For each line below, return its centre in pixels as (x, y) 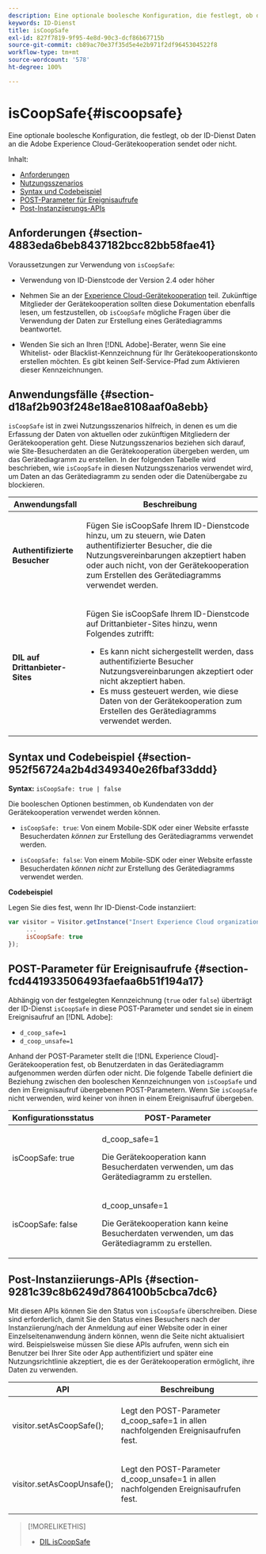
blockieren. (27, 485)
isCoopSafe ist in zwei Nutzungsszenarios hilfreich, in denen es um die (123, 426)
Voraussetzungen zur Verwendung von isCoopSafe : (92, 264)
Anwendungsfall (45, 504)
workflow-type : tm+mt (44, 52)
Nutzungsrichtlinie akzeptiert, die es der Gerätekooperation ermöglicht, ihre (131, 1361)
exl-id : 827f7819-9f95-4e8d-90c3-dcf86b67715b (86, 38)
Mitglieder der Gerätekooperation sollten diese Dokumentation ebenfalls (137, 304)
